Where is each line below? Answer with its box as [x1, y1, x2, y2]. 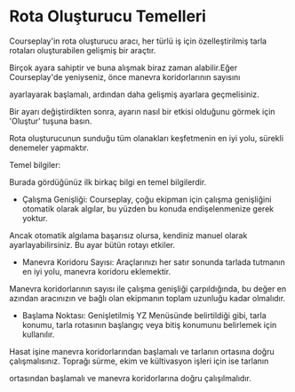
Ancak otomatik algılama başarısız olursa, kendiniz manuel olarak [9, 229, 248, 241]
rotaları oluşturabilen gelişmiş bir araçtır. [9, 44, 156, 55]
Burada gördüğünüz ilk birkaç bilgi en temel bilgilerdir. [9, 176, 207, 188]
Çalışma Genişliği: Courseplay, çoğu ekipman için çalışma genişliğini [21, 194, 272, 204]
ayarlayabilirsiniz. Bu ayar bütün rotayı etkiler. [9, 239, 176, 250]
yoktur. [21, 212, 48, 223]
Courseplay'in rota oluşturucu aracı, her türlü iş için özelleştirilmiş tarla [9, 36, 267, 46]
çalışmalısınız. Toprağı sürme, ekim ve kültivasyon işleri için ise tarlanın [9, 356, 269, 366]
